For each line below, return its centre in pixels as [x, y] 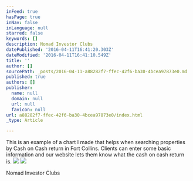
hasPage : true [23, 17]
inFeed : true [22, 11]
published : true [26, 77]
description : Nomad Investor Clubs [50, 45]
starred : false [25, 33]
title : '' [18, 60]
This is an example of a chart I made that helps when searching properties [96, 142]
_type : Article [25, 121]
